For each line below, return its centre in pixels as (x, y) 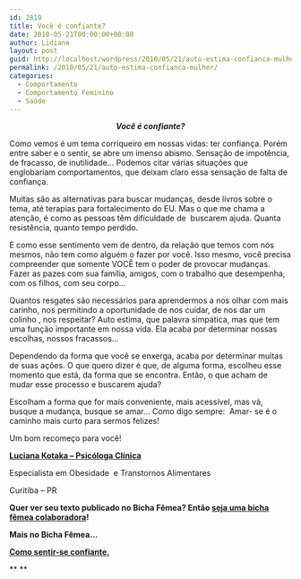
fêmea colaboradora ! (49, 517)
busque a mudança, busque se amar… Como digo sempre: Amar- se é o (143, 411)
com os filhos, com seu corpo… (68, 283)
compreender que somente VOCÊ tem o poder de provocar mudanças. (140, 264)
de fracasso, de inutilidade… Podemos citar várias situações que (129, 163)
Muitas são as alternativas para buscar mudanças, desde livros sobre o (141, 199)
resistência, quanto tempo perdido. (74, 228)
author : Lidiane (39, 43)
